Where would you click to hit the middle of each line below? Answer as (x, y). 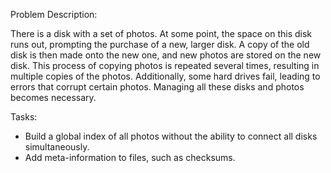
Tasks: (24, 117)
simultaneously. (57, 147)
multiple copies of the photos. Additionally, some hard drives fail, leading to (165, 76)
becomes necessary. (53, 97)
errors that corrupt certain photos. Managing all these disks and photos (157, 87)
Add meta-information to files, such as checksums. (130, 157)
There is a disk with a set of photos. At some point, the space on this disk (161, 33)
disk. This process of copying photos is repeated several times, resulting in (165, 65)
